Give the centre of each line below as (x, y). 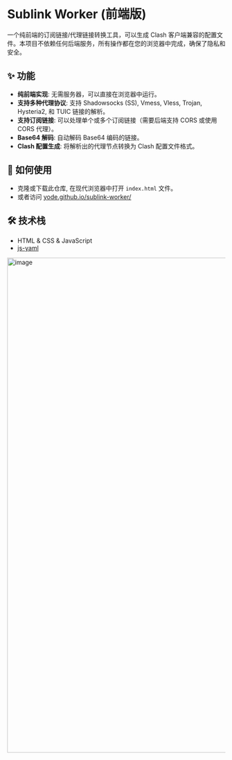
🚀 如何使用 (29, 170)
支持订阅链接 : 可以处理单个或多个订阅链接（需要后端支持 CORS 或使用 (117, 120)
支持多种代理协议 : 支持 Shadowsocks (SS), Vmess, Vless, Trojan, (109, 103)
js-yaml (28, 248)
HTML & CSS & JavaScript (55, 241)
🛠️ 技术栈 (27, 220)
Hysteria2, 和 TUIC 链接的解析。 (63, 111)
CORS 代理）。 (37, 128)
